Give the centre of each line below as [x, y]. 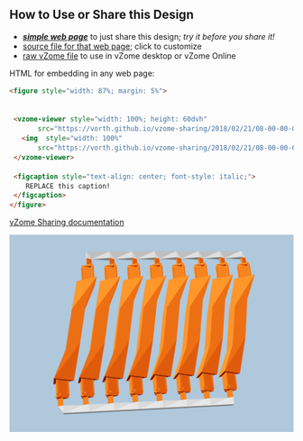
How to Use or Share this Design [101, 15]
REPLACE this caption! [68, 186]
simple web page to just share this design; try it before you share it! [148, 36]
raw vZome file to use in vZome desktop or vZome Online [129, 55]
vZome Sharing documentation [67, 222]
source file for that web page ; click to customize [112, 46]
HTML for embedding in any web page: [82, 73]
